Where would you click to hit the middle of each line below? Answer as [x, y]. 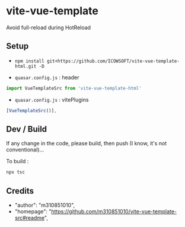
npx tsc [16, 172]
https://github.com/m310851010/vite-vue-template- [114, 212]
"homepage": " [33, 212]
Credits [20, 191]
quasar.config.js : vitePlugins [52, 99]
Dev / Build [27, 129]
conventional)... [25, 150]
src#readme [30, 218]
